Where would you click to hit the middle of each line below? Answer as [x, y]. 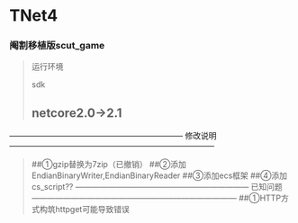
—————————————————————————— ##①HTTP [156, 198]
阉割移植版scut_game [57, 46]
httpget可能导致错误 [93, 210]
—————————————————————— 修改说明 [113, 136]
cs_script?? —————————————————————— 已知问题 [157, 187]
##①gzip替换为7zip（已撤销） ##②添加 [109, 165]
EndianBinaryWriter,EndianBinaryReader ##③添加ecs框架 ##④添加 [159, 175]
